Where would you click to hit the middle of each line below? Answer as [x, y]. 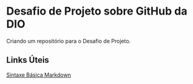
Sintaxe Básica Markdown [39, 75]
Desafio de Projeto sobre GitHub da [97, 11]
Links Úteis [28, 60]
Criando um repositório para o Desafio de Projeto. [69, 41]
